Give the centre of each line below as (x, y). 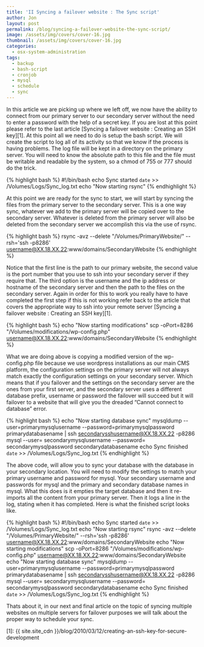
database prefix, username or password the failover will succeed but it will (100, 396)
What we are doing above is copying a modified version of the (85, 356)
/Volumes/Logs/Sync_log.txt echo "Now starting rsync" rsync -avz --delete (101, 529)
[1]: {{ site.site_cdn (30, 631)
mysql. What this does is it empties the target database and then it (89, 491)
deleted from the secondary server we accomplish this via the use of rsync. (101, 224)
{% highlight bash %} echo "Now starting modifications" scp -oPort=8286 (100, 325)
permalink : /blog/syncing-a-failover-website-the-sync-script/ (89, 29)
